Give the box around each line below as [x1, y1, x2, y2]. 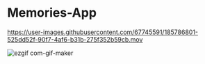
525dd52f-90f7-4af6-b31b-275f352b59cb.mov [7, 35, 143, 43]
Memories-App [7, 5, 97, 21]
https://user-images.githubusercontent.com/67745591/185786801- [7, 28, 199, 36]
